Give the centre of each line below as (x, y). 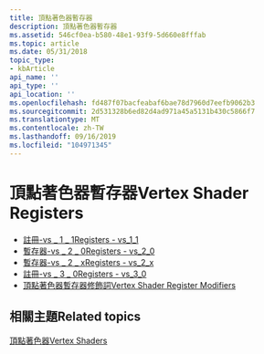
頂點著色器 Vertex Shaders (58, 340)
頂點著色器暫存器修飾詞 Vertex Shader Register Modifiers (129, 285)
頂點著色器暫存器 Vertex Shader (129, 193)
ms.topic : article (44, 43)
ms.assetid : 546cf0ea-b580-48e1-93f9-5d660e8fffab (108, 35)
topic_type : (32, 60)
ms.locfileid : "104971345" (61, 145)
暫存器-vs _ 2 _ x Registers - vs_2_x (88, 262)
